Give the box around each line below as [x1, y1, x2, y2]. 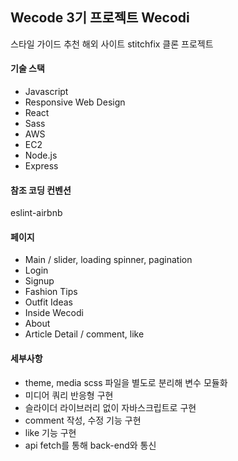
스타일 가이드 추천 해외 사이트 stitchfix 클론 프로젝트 [10, 38, 214, 50]
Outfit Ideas [24, 296, 73, 308]
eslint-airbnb [10, 207, 63, 219]
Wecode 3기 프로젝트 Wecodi [10, 9, 190, 27]
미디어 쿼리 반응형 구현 [24, 389, 114, 401]
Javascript [24, 86, 69, 98]
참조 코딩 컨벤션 [10, 184, 72, 196]
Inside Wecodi [24, 307, 84, 319]
